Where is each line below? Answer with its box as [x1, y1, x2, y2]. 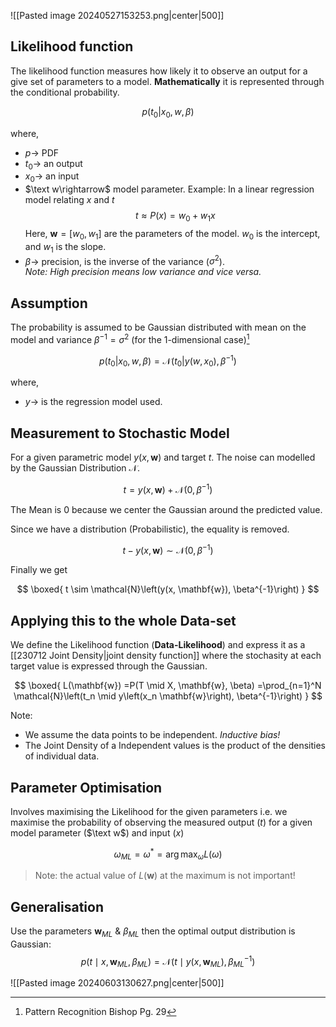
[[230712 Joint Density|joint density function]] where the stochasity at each [10, 650, 322, 662]
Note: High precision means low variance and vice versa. [24, 266, 262, 278]
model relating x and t [24, 194, 115, 206]
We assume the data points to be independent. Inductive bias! [24, 729, 281, 741]
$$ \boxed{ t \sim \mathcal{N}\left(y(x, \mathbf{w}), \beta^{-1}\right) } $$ [16, 583, 320, 595]
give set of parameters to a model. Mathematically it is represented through [10, 75, 325, 87]
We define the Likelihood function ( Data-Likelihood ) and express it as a [10, 639, 306, 651]
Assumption [10, 295, 88, 312]
